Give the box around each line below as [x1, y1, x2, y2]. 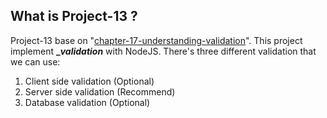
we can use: [10, 55, 61, 68]
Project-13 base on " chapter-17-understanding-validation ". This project [10, 34, 303, 46]
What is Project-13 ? [10, 8, 138, 25]
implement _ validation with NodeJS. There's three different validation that [10, 45, 317, 57]
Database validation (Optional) [24, 96, 151, 108]
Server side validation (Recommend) [24, 85, 176, 98]
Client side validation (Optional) [24, 75, 155, 87]
